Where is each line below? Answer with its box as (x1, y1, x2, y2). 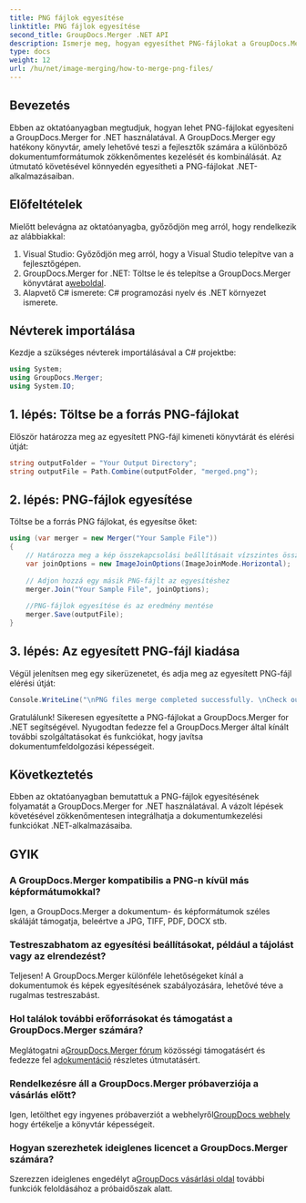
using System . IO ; (9, 382, 76, 392)
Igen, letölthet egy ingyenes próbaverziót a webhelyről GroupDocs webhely (9, 1109, 291, 1120)
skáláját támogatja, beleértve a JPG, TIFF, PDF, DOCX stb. (9, 916, 228, 927)
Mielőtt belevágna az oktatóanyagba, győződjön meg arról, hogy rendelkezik (9, 220, 297, 232)
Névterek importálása (9, 322, 136, 338)
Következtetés (9, 767, 94, 783)
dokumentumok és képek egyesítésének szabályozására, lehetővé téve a (9, 980, 284, 991)
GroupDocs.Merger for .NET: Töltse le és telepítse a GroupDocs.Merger (22, 268, 291, 279)
